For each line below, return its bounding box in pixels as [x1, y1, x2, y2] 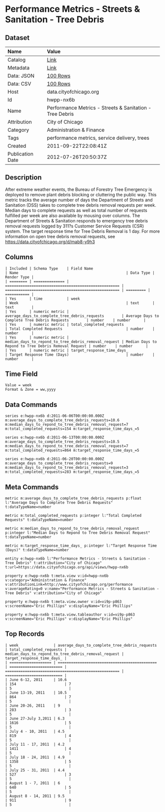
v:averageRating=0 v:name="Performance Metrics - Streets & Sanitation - [5, 587, 160, 592]
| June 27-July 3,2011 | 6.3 [5, 716, 65, 721]
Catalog [7, 57, 26, 63]
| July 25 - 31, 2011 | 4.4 [5, 768, 65, 773]
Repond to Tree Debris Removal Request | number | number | [5, 344, 148, 348]
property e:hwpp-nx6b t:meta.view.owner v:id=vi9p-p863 [5, 599, 122, 604]
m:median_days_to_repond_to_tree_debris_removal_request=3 [5, 465, 129, 470]
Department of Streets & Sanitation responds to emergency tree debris [5, 218, 148, 223]
